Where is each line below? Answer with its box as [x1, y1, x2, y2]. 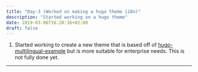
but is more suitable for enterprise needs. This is [67, 48, 184, 55]
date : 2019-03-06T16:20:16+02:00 [6, 19, 88, 25]
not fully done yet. [14, 54, 59, 61]
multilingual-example [14, 48, 66, 55]
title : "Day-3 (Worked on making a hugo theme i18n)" [6, 8, 141, 15]
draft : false [6, 25, 38, 31]
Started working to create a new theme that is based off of [14, 41, 157, 48]
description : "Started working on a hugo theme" [6, 14, 128, 20]
